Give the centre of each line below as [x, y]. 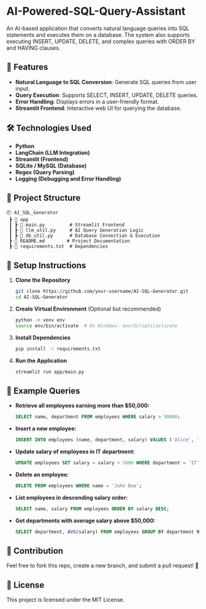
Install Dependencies [43, 337]
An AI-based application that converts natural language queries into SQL [98, 28]
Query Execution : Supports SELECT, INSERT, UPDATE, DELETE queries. [106, 95]
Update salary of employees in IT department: [75, 452]
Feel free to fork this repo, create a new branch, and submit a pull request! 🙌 [103, 565]
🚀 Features [27, 67]
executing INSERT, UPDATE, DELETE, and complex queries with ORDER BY [101, 41]
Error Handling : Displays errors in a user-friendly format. [87, 101]
